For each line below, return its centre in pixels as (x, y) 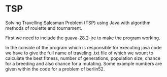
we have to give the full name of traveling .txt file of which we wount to (79, 53)
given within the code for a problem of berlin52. (55, 69)
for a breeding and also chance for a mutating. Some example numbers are (84, 63)
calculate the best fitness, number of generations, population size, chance (83, 58)
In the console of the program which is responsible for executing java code (83, 47)
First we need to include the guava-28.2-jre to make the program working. (83, 38)
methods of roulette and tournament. (44, 28)
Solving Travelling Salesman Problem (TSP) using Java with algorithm (78, 23)
